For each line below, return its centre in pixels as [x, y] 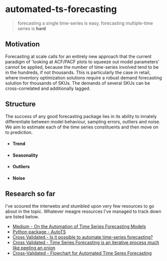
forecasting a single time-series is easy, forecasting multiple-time [85, 23]
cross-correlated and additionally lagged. [48, 88]
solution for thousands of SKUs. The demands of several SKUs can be [78, 83]
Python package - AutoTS [39, 231]
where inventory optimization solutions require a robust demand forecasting [83, 78]
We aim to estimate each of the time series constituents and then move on [82, 127]
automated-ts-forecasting [61, 9]
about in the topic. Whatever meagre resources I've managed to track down [83, 211]
